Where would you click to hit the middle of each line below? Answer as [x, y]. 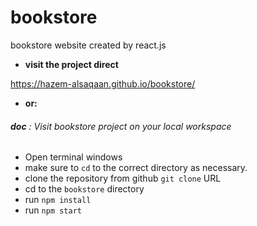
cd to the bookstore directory [84, 189]
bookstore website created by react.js [88, 45]
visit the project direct [71, 64]
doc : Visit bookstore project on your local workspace [121, 126]
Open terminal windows [73, 157]
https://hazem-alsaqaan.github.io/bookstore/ [103, 83]
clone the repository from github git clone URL [123, 178]
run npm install [58, 200]
